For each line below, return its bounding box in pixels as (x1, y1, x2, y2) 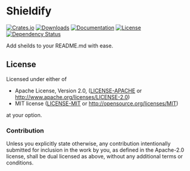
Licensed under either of (6, 75, 67, 82)
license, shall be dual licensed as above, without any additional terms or (6, 153, 183, 160)
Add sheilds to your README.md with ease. (6, 42, 114, 49)
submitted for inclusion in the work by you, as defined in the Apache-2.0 (6, 146, 184, 154)
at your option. (6, 111, 42, 118)
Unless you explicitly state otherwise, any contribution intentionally (6, 140, 171, 148)
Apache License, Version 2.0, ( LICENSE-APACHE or (14, 87, 142, 94)
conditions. (6, 159, 34, 166)
